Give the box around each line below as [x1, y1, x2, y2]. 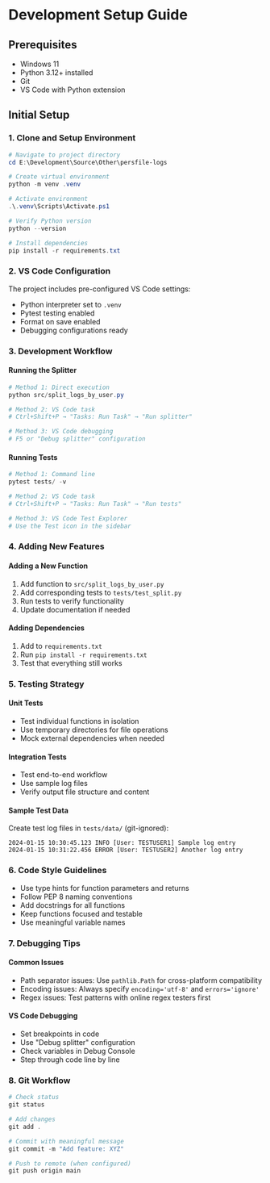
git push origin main [8, 1167, 81, 1175]
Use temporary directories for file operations [19, 725, 168, 735]
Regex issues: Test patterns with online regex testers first [19, 993, 211, 1002]
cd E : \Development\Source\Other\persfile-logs [8, 158, 168, 166]
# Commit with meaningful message [8, 1137, 125, 1145]
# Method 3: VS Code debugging [8, 428, 114, 436]
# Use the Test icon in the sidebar [8, 522, 131, 530]
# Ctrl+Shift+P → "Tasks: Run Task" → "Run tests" [8, 500, 182, 508]
